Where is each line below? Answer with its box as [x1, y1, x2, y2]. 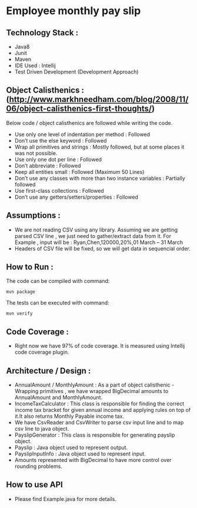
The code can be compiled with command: [6, 278, 110, 285]
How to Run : [6, 262, 54, 272]
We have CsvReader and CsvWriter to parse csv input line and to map [14, 419, 184, 426]
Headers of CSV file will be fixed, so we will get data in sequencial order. [14, 245, 191, 252]
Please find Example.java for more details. [14, 495, 116, 502]
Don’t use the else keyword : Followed [14, 137, 107, 144]
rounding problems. [14, 463, 63, 470]
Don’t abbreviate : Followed [14, 162, 81, 169]
